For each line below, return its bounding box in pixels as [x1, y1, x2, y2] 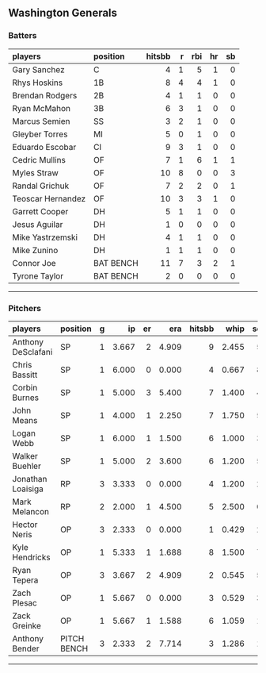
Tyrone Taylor [12, 270, 64, 281]
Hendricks [12, 552, 51, 563]
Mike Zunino [12, 244, 59, 256]
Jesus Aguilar [12, 218, 63, 229]
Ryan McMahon [12, 102, 71, 113]
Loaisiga [12, 483, 44, 494]
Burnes [12, 392, 40, 403]
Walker [12, 450, 38, 461]
